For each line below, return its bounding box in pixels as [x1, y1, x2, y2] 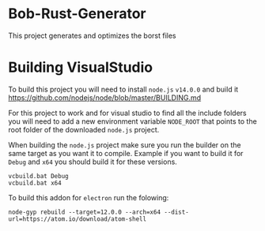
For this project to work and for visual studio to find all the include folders [8, 108, 247, 117]
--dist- [163, 208, 190, 216]
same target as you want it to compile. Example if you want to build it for [8, 148, 244, 158]
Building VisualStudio [8, 58, 153, 76]
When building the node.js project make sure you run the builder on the [8, 140, 241, 150]
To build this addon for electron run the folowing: [8, 192, 169, 202]
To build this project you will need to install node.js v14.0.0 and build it [8, 84, 239, 94]
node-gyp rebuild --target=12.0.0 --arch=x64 [8, 208, 161, 216]
